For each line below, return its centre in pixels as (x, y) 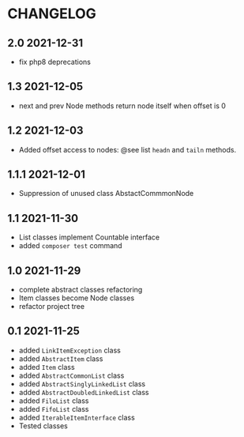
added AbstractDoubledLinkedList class (84, 392)
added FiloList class (54, 401)
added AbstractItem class (61, 358)
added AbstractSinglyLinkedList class (82, 383)
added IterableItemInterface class (77, 417)
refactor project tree (51, 307)
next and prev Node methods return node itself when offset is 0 (122, 105)
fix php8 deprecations (55, 62)
